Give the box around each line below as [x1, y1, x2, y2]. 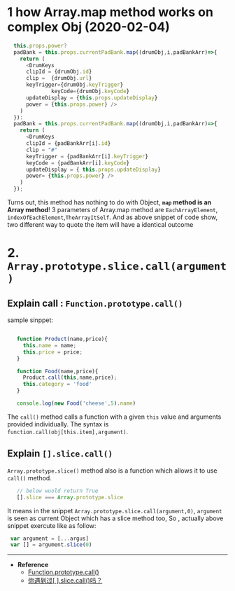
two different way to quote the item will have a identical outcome [7, 221, 194, 229]
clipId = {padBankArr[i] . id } [25, 140, 111, 147]
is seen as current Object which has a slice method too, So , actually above [7, 514, 224, 522]
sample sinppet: [7, 316, 54, 324]
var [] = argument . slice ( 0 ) [10, 541, 92, 548]
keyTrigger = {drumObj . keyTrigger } [25, 81, 124, 88]
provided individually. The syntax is [7, 419, 109, 428]
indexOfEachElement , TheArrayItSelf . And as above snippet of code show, [7, 213, 218, 221]
